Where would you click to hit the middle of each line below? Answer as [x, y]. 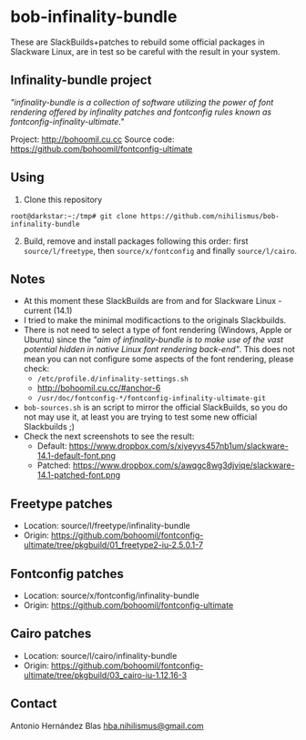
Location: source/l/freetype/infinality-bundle [107, 526]
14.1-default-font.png [76, 456]
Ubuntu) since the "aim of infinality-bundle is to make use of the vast [153, 340]
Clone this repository [63, 199]
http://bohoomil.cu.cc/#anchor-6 [99, 388]
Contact [34, 704]
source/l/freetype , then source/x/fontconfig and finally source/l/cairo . [160, 250]
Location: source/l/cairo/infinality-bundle [100, 655]
